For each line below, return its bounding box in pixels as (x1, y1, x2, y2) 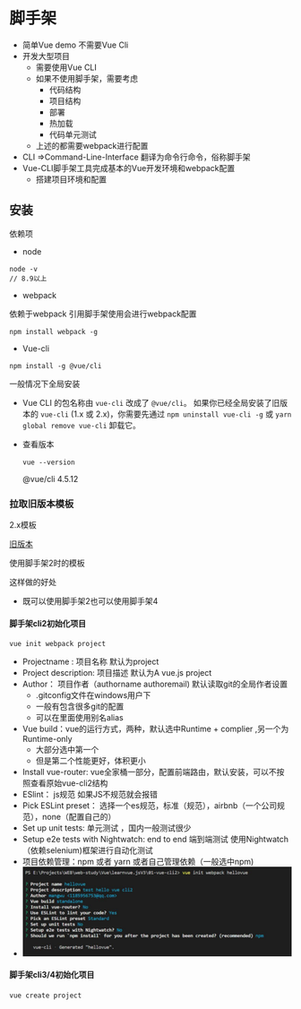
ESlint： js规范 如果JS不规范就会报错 (21, 789, 159, 800)
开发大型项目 (21, 50, 70, 61)
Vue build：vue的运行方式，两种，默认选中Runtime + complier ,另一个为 (21, 723, 289, 735)
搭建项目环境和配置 (35, 174, 107, 185)
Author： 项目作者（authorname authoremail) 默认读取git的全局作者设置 (21, 678, 288, 690)
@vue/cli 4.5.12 (21, 473, 79, 484)
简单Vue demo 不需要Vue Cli (21, 39, 129, 50)
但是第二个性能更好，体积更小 (35, 755, 146, 766)
